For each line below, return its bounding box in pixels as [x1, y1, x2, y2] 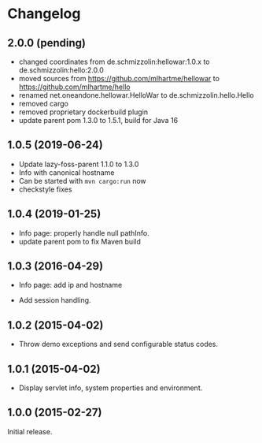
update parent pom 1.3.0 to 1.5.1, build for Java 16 [18, 116, 179, 125]
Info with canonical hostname [18, 167, 115, 177]
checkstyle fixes [18, 184, 72, 194]
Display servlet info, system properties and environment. [18, 383, 203, 393]
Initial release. [7, 426, 53, 436]
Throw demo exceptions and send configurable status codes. [18, 340, 218, 349]
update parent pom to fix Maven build [18, 236, 141, 246]
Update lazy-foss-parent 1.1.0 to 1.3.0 [18, 159, 139, 169]
